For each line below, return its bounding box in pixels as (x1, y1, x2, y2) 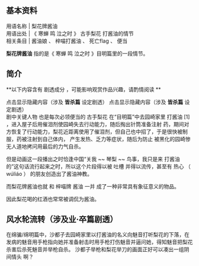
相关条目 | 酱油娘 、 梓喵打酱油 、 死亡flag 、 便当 (6, 37, 128, 44)
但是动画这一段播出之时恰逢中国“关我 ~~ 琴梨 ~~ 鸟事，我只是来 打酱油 (6, 155, 180, 162)
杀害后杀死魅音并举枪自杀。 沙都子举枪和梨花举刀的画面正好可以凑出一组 (6, 246, 184, 253)
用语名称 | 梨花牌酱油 (6, 23, 58, 30)
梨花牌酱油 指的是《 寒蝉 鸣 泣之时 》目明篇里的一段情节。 (6, 50, 149, 57)
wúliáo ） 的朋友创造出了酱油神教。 (6, 170, 93, 177)
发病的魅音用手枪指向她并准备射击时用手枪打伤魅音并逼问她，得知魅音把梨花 (6, 239, 193, 246)
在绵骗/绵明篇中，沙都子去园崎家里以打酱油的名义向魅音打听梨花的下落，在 (6, 231, 190, 238)
